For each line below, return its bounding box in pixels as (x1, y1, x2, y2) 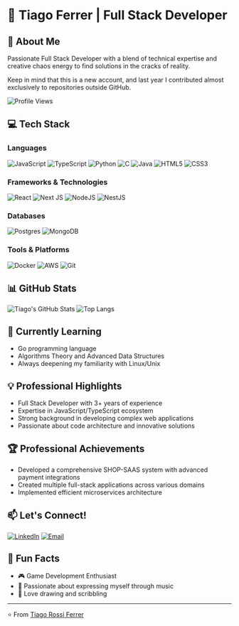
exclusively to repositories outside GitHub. (7, 83, 132, 92)
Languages (7, 143, 48, 153)
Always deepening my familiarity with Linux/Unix (17, 360, 161, 368)
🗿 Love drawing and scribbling (17, 590, 107, 598)
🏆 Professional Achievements (7, 443, 145, 455)
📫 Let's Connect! (7, 509, 87, 522)
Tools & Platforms (7, 245, 70, 255)
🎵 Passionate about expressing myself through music (17, 582, 174, 590)
